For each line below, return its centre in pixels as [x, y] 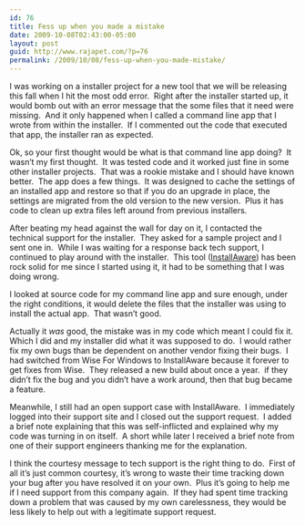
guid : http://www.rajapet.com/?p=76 [79, 52]
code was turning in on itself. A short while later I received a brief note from [152, 436]
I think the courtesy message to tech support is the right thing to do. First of [152, 463]
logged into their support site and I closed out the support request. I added [151, 417]
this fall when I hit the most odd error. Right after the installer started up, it [149, 96]
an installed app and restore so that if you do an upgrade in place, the [140, 191]
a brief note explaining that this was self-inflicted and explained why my [144, 426]
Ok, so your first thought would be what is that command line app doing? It [151, 152]
